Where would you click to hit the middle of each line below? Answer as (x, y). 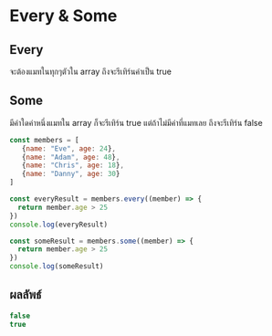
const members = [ (44, 140)
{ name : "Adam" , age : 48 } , (71, 157)
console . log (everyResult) (58, 225)
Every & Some (63, 16)
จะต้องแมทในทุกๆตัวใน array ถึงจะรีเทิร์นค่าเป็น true (90, 71)
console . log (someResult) (57, 267)
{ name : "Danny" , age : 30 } (71, 174)
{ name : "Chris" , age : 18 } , (73, 165)
